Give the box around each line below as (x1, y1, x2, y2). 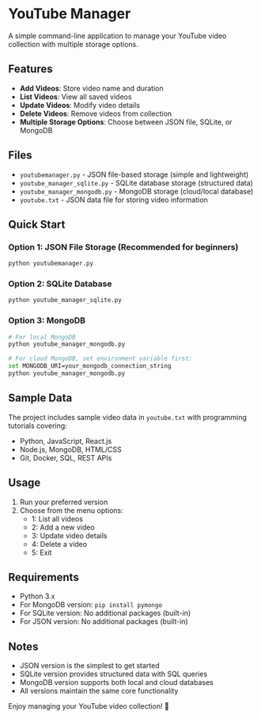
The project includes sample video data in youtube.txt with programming (8, 412, 248, 422)
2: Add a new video (31, 522, 95, 532)
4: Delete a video (31, 539, 88, 549)
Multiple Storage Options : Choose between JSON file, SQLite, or (19, 117, 233, 127)
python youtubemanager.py (8, 259, 93, 268)
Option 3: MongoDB (8, 315, 85, 326)
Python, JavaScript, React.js (19, 436, 112, 446)
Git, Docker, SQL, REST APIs (19, 453, 112, 462)
